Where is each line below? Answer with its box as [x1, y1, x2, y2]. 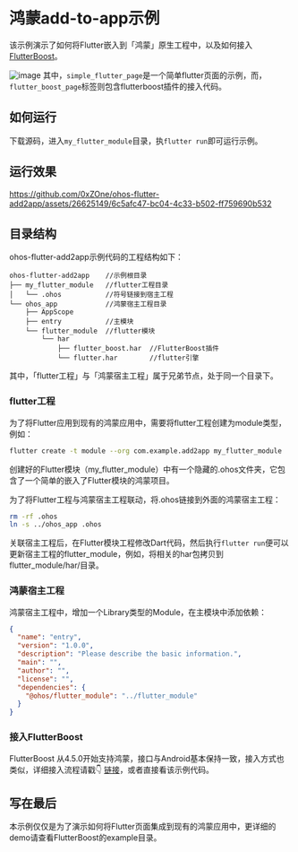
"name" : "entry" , [17, 633, 82, 642]
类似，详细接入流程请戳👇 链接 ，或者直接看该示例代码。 [9, 764, 215, 775]
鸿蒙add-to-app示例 [9, 8, 160, 29]
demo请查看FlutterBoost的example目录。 [9, 832, 162, 843]
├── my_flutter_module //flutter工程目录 [9, 281, 168, 290]
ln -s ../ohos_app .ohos [9, 520, 102, 529]
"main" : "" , [17, 658, 63, 667]
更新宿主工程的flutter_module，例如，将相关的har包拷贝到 [9, 549, 224, 560]
